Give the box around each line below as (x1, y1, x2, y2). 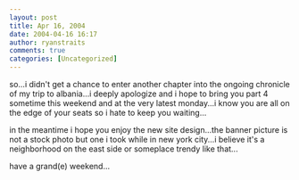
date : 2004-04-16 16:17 (9, 29, 98, 38)
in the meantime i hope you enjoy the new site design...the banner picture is (9, 125, 288, 135)
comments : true (9, 46, 66, 55)
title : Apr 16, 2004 (9, 21, 87, 30)
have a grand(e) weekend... (9, 161, 110, 171)
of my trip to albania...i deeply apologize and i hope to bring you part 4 (9, 88, 269, 99)
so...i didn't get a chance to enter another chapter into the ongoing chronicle (9, 79, 290, 89)
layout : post (9, 12, 58, 22)
